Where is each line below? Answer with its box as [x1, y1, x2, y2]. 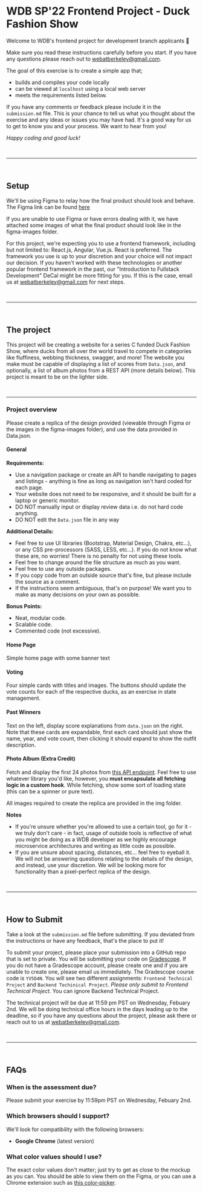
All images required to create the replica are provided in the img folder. [6, 800, 182, 807]
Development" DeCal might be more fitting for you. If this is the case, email [6, 272, 193, 279]
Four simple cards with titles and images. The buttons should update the [6, 682, 186, 689]
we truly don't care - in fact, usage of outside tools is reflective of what [14, 829, 192, 836]
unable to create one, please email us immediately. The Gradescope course [6, 968, 195, 975]
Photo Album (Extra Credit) [6, 755, 76, 763]
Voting [6, 668, 24, 676]
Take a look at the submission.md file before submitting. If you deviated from [6, 930, 195, 938]
